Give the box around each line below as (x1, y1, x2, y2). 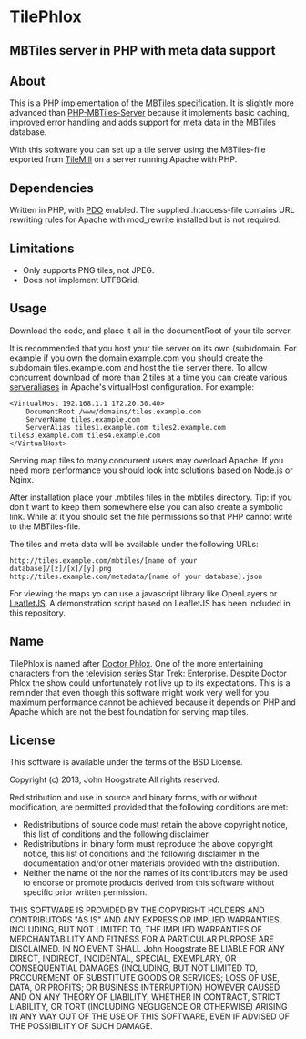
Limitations (9, 240, 75, 256)
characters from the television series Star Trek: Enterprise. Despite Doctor (9, 667, 287, 678)
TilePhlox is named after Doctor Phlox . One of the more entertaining (9, 657, 264, 668)
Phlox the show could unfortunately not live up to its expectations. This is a (9, 677, 291, 688)
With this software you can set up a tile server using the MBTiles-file (9, 144, 266, 156)
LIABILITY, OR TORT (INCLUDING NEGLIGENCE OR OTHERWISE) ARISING (9, 1002, 289, 1013)
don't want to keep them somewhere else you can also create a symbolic (9, 501, 284, 512)
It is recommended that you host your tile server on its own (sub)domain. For (9, 342, 297, 353)
